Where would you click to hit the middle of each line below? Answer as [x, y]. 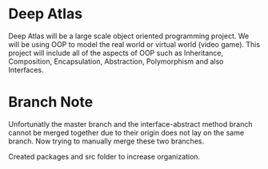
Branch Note [51, 102]
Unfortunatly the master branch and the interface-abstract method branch [130, 124]
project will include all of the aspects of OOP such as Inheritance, [116, 53]
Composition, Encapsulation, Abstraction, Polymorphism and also [116, 61]
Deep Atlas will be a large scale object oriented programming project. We [129, 36]
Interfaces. [26, 69]
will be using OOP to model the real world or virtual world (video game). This [134, 44]
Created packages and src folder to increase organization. [104, 156]
